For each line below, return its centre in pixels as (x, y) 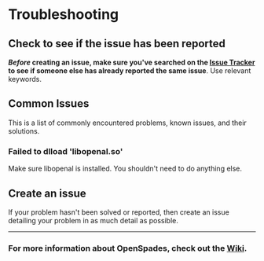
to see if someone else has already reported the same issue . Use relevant (130, 71)
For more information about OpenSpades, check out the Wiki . (128, 248)
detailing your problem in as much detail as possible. (93, 220)
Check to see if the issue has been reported (117, 44)
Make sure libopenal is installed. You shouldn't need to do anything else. (125, 169)
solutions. (24, 130)
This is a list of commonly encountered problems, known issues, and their (128, 123)
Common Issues (49, 104)
